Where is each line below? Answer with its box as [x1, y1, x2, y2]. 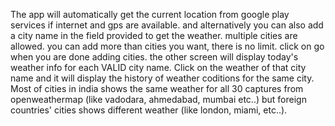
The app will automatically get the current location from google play [10, 9, 290, 20]
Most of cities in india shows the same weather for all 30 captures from [10, 83, 304, 94]
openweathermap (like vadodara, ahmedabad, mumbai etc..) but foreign [10, 94, 307, 105]
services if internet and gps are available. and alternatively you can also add [10, 19, 324, 31]
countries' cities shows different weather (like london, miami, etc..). [10, 104, 288, 116]
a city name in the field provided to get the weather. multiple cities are [10, 30, 298, 41]
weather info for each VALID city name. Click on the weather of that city [10, 62, 307, 73]
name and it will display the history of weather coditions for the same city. [10, 72, 315, 84]
